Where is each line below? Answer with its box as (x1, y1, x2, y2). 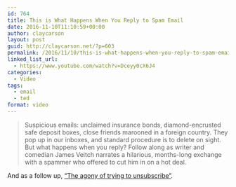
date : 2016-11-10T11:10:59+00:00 (7, 23, 105, 30)
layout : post (7, 36, 46, 43)
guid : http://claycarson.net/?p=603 (7, 43, 114, 50)
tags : (7, 82, 23, 89)
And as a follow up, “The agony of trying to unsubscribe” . (7, 171, 173, 179)
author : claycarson (7, 29, 65, 37)
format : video (7, 102, 49, 109)
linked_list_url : (7, 56, 58, 63)
